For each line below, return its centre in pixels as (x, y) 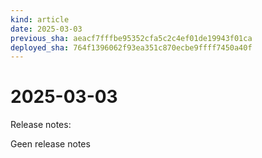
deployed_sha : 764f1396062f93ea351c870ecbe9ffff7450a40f (131, 47)
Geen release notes (50, 144)
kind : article (40, 19)
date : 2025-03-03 (46, 29)
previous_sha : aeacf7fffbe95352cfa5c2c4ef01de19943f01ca (131, 38)
